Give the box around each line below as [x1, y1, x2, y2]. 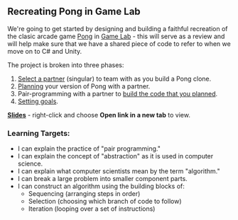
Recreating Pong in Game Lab [7, 6, 141, 18]
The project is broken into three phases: [7, 60, 124, 69]
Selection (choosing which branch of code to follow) [28, 197, 182, 206]
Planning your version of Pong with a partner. [17, 81, 151, 91]
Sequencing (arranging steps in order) [28, 190, 141, 198]
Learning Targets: [7, 128, 70, 138]
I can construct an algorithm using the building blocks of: [17, 182, 185, 190]
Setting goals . [17, 97, 59, 105]
